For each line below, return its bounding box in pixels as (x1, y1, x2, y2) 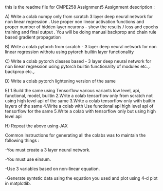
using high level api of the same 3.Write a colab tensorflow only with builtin (5, 98, 156, 104)
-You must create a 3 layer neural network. (5, 147, 91, 153)
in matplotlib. (5, 180, 31, 186)
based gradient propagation (5, 34, 61, 40)
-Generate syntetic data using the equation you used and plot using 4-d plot (5, 175, 158, 181)
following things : (5, 137, 40, 143)
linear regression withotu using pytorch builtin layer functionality (5, 49, 134, 55)
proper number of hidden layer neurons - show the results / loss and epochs (5, 24, 158, 30)
